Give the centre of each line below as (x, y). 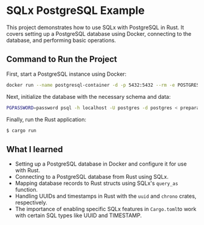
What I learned (35, 149)
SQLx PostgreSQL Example (76, 11)
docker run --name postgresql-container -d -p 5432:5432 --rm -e (90, 85)
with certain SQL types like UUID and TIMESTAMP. (78, 215)
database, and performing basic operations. (61, 40)
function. (26, 190)
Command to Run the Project (62, 59)
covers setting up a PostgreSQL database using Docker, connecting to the (99, 33)
